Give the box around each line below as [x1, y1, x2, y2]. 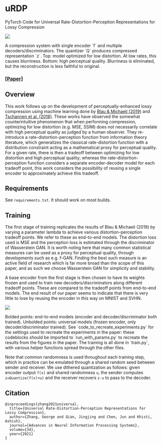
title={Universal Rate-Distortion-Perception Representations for [9, 406, 146, 411]
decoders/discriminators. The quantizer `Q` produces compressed [5, 48, 137, 53]
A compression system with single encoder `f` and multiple [5, 42, 122, 49]
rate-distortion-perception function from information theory [29, 134, 147, 140]
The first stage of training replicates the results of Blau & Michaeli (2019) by [5, 224, 156, 230]
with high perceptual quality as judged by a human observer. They [5, 129, 137, 135]
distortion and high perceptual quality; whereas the [5, 155, 107, 161]
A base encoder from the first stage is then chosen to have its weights [5, 275, 145, 280]
